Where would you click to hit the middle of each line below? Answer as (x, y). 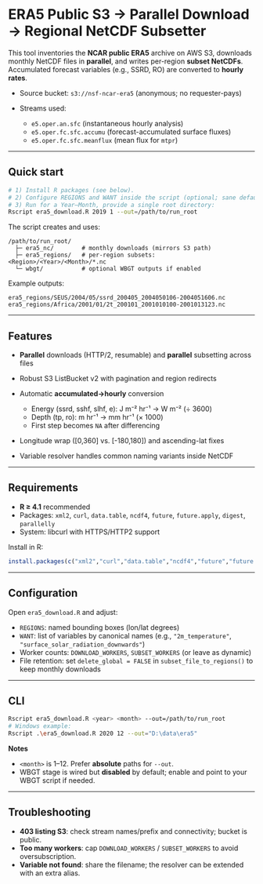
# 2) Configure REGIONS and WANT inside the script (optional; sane (122, 198)
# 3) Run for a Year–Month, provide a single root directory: (112, 205)
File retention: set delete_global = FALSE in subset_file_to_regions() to (136, 660)
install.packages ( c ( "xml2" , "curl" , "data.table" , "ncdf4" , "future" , (119, 561)
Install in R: (26, 547)
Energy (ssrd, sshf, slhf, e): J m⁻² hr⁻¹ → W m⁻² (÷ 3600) (122, 409)
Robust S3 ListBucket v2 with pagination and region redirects (118, 379)
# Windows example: (40, 726)
